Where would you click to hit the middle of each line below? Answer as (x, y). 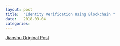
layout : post (19, 10)
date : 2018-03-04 (26, 19)
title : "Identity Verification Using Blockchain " (60, 14)
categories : (18, 24)
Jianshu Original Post (27, 38)
